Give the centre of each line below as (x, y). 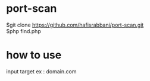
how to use (34, 55)
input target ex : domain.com (41, 71)
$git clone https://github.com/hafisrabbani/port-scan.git (75, 25)
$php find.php (24, 31)
